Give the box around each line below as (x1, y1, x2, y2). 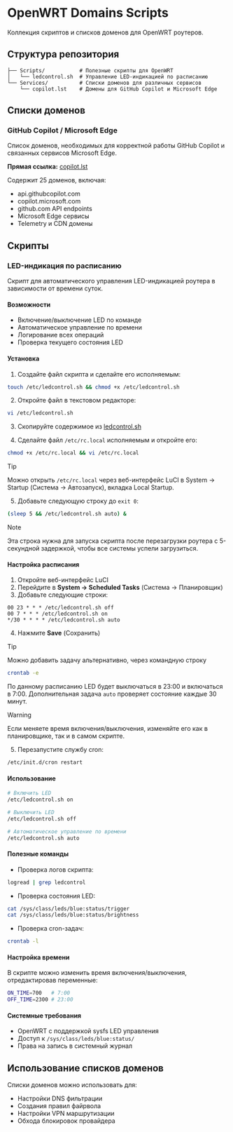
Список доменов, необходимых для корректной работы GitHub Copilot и (7, 142, 225, 150)
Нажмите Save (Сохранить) (17, 629, 101, 638)
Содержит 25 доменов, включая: (7, 176, 106, 184)
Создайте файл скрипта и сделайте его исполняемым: (17, 370, 181, 378)
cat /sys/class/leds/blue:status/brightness (7, 912, 139, 919)
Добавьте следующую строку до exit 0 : (17, 497, 139, 506)
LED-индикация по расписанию (7, 261, 122, 271)
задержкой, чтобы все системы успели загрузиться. (41, 544, 199, 553)
